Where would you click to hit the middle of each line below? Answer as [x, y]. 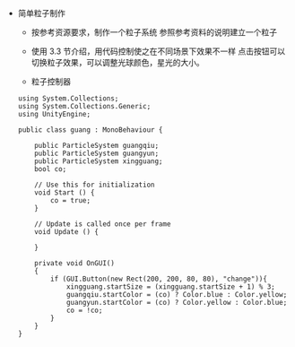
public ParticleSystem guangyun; [97, 153]
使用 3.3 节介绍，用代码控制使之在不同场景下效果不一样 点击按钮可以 [158, 51]
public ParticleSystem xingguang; [99, 161]
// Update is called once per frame [103, 224]
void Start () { [65, 193]
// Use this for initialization [95, 185]
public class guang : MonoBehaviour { [90, 130]
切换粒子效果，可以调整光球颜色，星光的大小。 [117, 62]
